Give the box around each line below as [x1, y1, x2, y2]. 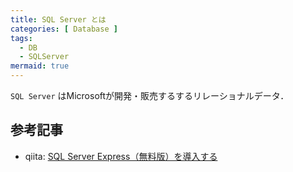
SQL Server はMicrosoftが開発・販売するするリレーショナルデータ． [10, 90, 290, 101]
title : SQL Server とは [10, 14, 107, 25]
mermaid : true [10, 61, 70, 71]
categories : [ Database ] [10, 24, 118, 34]
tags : [10, 33, 33, 43]
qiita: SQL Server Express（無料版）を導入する [24, 150, 218, 162]
